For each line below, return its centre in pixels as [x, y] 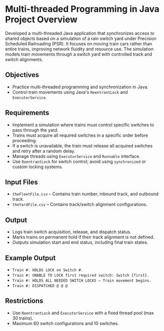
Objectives [22, 75]
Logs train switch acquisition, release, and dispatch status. [72, 232]
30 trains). [23, 318]
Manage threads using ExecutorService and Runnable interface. [76, 156]
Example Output [30, 258]
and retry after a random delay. [44, 151]
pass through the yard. [35, 130]
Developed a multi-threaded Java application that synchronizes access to [80, 33]
